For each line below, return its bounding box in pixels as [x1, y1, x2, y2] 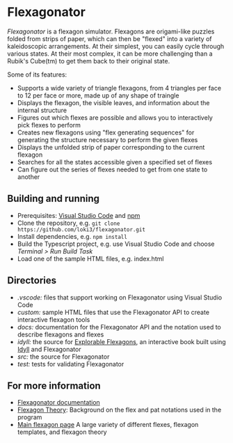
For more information [7, 380, 101, 391]
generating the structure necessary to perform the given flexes [17, 135, 198, 143]
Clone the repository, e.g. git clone [17, 219, 120, 227]
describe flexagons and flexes [17, 330, 104, 339]
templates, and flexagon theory [17, 428, 107, 436]
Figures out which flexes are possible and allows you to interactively [17, 113, 214, 122]
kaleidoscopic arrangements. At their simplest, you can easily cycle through [7, 42, 225, 50]
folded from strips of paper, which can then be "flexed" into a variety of [7, 34, 212, 42]
